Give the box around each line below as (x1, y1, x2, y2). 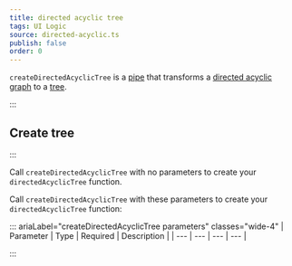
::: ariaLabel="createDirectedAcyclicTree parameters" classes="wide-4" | (9, 221, 284, 232)
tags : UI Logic (9, 22, 67, 31)
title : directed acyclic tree (9, 13, 124, 23)
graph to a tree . (9, 81, 68, 92)
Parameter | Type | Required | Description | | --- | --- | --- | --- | (9, 230, 247, 241)
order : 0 (9, 47, 43, 56)
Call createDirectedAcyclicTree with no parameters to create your (9, 166, 257, 177)
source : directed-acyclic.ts (9, 30, 120, 39)
